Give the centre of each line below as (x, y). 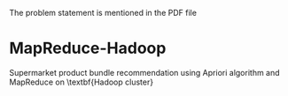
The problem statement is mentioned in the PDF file (103, 13)
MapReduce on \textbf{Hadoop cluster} (81, 82)
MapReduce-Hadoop (88, 48)
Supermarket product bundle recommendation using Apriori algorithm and (145, 72)
